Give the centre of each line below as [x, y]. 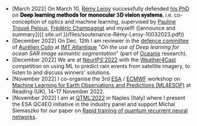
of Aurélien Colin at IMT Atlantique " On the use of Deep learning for [95, 47]
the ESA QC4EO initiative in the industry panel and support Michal [93, 104]
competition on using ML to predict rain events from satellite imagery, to [101, 66]
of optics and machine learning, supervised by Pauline [108, 21]
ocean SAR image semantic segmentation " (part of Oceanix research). [99, 53]
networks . [24, 117]
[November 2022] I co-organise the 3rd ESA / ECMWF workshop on [96, 79]
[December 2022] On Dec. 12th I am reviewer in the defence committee [100, 41]
